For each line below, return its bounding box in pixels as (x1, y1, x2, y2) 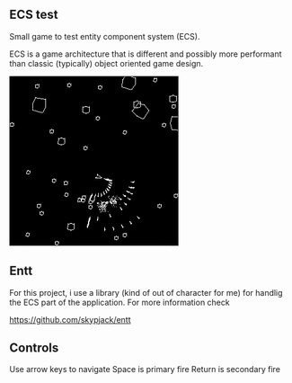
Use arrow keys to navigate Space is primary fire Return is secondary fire (9, 364, 281, 375)
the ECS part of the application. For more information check (9, 297, 231, 307)
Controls (9, 341, 59, 356)
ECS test (9, 7, 58, 22)
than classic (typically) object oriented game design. (9, 58, 204, 68)
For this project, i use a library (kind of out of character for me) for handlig (9, 287, 283, 298)
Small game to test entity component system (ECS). (9, 31, 200, 41)
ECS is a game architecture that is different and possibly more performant (9, 49, 282, 59)
